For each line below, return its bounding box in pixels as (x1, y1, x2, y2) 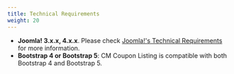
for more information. (17, 44, 80, 52)
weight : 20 (7, 17, 40, 24)
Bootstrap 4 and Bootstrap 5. (17, 58, 103, 67)
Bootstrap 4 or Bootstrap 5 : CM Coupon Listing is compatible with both (17, 51, 228, 60)
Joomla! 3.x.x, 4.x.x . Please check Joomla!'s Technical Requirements (17, 36, 223, 44)
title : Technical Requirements (7, 10, 100, 18)
